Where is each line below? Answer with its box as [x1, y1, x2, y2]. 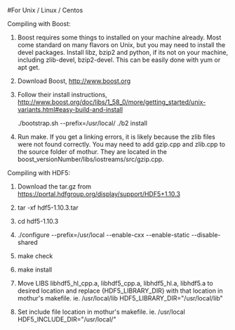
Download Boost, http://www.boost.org [17, 77, 131, 85]
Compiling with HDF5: [7, 169, 71, 177]
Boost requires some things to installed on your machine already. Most [17, 33, 222, 42]
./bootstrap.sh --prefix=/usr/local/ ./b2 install [17, 119, 147, 127]
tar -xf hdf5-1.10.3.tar [17, 203, 79, 212]
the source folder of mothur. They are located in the [17, 148, 167, 156]
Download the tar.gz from [17, 182, 92, 191]
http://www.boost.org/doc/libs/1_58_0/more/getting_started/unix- [17, 98, 206, 106]
